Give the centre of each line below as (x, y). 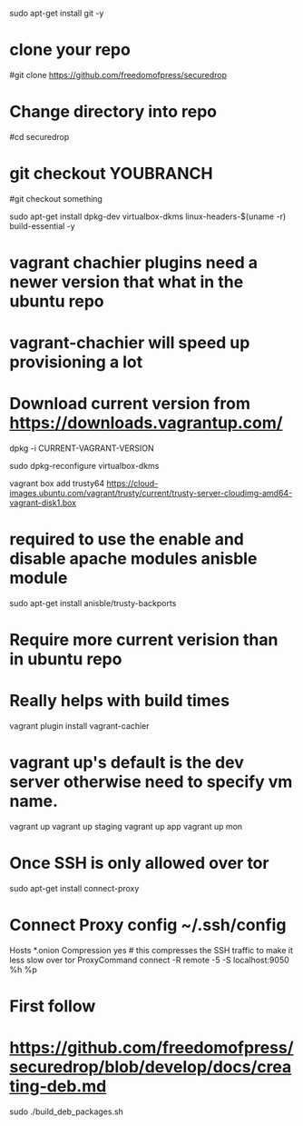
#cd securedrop (39, 136)
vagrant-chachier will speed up (130, 343)
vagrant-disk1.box (43, 503)
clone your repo (70, 50)
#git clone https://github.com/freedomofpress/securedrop (118, 75)
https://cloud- (132, 483)
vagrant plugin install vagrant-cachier (79, 726)
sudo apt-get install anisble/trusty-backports (93, 603)
